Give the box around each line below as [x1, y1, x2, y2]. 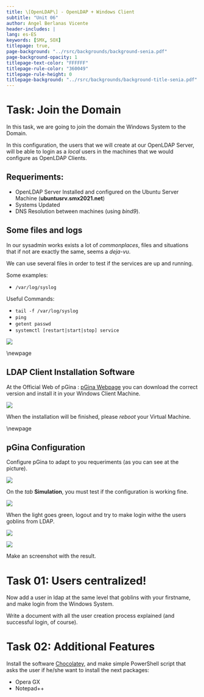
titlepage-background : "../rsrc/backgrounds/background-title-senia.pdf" [6, 77, 198, 83]
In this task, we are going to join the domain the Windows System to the [6, 123, 186, 131]
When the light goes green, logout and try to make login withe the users [6, 511, 186, 519]
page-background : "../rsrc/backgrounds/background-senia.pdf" [6, 49, 167, 55]
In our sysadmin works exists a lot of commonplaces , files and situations [6, 241, 189, 248]
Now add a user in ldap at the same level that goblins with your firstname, [6, 594, 191, 601]
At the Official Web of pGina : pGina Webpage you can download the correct [6, 383, 198, 390]
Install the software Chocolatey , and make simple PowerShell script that [6, 660, 186, 667]
